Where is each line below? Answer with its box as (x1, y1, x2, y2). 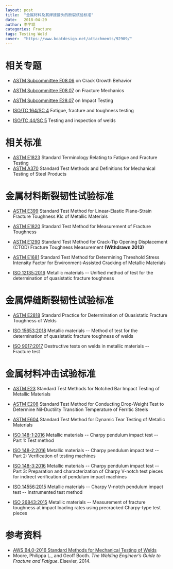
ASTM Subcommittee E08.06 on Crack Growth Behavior (12, 77, 132, 83)
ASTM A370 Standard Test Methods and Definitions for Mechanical (12, 165, 155, 171)
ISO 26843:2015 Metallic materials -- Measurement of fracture (12, 499, 146, 505)
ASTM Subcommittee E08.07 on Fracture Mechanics (12, 87, 125, 93)
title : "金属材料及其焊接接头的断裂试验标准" (5, 12, 94, 18)
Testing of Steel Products (12, 170, 67, 177)
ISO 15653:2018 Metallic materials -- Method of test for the (12, 327, 138, 334)
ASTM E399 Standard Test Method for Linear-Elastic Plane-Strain (12, 208, 152, 214)
